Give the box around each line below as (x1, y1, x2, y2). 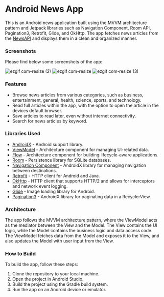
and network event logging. (12, 183, 68, 189)
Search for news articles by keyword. (12, 118, 88, 124)
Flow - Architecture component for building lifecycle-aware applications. (12, 151, 159, 158)
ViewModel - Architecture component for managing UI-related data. (12, 147, 149, 152)
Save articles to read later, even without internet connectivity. (12, 113, 136, 119)
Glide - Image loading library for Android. (12, 188, 95, 194)
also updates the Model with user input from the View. (5, 238, 114, 244)
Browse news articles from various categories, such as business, (12, 92, 143, 98)
